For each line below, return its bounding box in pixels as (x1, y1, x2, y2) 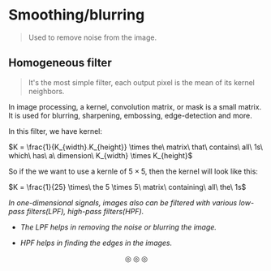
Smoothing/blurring (8, 6, 145, 24)
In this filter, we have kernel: (8, 126, 103, 135)
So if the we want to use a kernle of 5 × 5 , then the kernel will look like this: (8, 166, 258, 176)
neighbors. (28, 86, 65, 96)
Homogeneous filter (8, 56, 112, 70)
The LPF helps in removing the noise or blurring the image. (19, 222, 217, 232)
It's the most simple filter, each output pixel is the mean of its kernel (28, 77, 256, 87)
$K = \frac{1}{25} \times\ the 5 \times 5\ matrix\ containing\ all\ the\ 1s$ (8, 182, 247, 191)
